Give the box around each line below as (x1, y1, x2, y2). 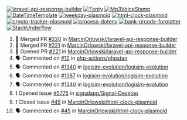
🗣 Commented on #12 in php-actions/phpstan (15, 54, 128, 61)
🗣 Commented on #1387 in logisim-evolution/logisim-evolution (15, 72, 168, 79)
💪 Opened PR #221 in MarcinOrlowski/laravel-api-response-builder (15, 48, 177, 55)
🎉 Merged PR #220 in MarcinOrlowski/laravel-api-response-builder (15, 36, 178, 42)
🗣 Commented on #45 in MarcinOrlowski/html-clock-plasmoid (15, 107, 168, 114)
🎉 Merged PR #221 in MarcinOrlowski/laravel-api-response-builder (15, 42, 176, 49)
